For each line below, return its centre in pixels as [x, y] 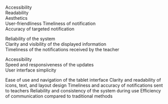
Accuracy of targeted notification [40, 29]
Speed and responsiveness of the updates [49, 65]
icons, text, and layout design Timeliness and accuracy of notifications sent [84, 85]
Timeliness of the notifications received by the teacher [62, 49]
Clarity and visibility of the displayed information [56, 44]
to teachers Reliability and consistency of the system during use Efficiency [83, 91]
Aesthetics [16, 18]
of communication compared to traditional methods [59, 96]
